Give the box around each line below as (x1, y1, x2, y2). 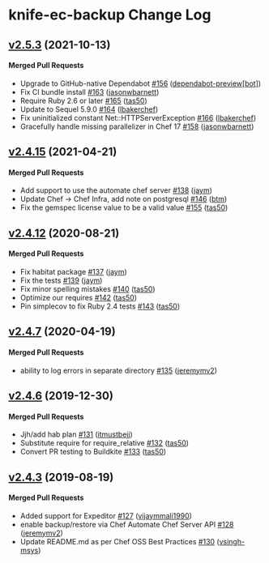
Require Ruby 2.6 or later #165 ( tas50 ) (19, 96, 147, 105)
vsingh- (219, 536, 246, 546)
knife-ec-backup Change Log (8, 6, 211, 24)
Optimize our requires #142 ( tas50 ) (19, 292, 138, 302)
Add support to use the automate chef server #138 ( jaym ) (19, 186, 213, 195)
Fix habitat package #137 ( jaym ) (19, 267, 127, 276)
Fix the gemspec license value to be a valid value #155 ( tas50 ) (19, 203, 228, 212)
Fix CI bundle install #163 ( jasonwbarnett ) (19, 87, 160, 96)
